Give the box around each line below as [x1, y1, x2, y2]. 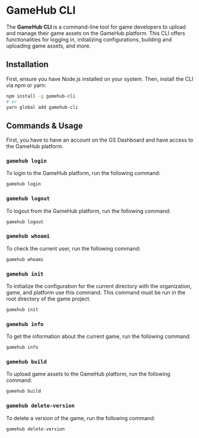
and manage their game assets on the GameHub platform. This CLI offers [6, 29, 185, 36]
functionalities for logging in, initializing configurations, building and [6, 36, 172, 43]
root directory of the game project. [6, 295, 91, 302]
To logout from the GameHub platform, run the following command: [6, 207, 171, 214]
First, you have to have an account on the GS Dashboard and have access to [6, 136, 194, 143]
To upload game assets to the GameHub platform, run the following [6, 370, 170, 378]
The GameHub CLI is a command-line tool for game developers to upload [6, 23, 186, 30]
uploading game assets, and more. [6, 42, 91, 49]
